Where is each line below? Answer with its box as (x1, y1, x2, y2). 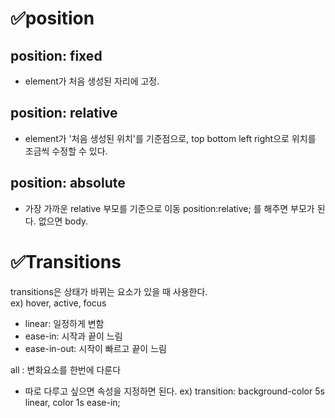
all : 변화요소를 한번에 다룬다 (10, 363, 122, 376)
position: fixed (10, 47, 103, 64)
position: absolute (10, 175, 126, 192)
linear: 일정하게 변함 (24, 317, 105, 329)
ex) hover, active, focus (10, 297, 107, 309)
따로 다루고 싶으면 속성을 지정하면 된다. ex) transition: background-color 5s (24, 385, 325, 397)
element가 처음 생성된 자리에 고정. (24, 75, 160, 87)
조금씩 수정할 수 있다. (24, 145, 108, 157)
